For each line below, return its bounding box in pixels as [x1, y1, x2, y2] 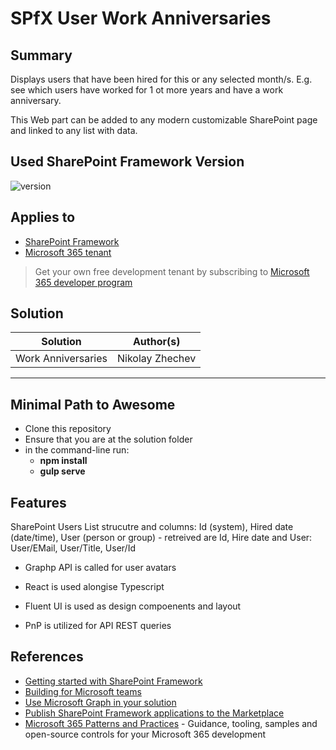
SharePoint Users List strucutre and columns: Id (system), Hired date [10, 521, 294, 533]
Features [10, 494, 67, 511]
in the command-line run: [24, 444, 130, 456]
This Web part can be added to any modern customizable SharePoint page [10, 114, 318, 126]
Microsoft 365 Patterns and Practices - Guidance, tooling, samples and [24, 717, 318, 729]
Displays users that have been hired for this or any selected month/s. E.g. [10, 73, 313, 85]
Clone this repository [24, 423, 112, 435]
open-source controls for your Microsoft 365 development [24, 728, 266, 740]
